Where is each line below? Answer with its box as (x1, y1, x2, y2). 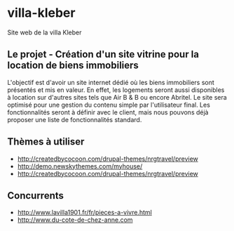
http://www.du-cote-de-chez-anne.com (17, 216, 133, 224)
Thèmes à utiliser (7, 136, 85, 148)
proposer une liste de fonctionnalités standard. (7, 115, 142, 124)
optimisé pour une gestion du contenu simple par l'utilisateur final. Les (7, 100, 210, 109)
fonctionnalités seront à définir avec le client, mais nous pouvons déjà (7, 107, 209, 117)
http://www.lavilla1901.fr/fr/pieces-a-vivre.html (17, 209, 152, 217)
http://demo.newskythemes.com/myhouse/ (17, 161, 143, 170)
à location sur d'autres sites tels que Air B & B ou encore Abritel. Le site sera (7, 93, 228, 101)
